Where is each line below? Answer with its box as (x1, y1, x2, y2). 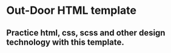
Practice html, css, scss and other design (6, 28, 166, 38)
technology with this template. (6, 37, 124, 47)
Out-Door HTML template (6, 4, 137, 17)
